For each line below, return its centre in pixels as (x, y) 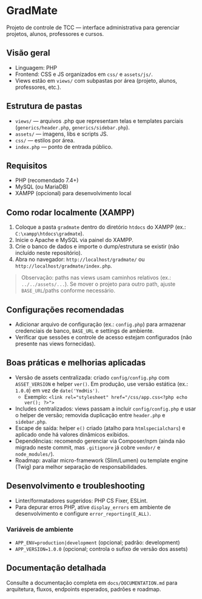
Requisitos (27, 166)
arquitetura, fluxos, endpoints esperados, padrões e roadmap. (84, 589)
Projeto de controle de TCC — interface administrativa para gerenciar (93, 27)
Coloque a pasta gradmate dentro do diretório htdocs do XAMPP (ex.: (100, 227)
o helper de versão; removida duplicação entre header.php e (90, 415)
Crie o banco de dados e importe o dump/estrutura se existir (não (97, 246)
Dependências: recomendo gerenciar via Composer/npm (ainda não (100, 441)
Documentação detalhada (56, 568)
